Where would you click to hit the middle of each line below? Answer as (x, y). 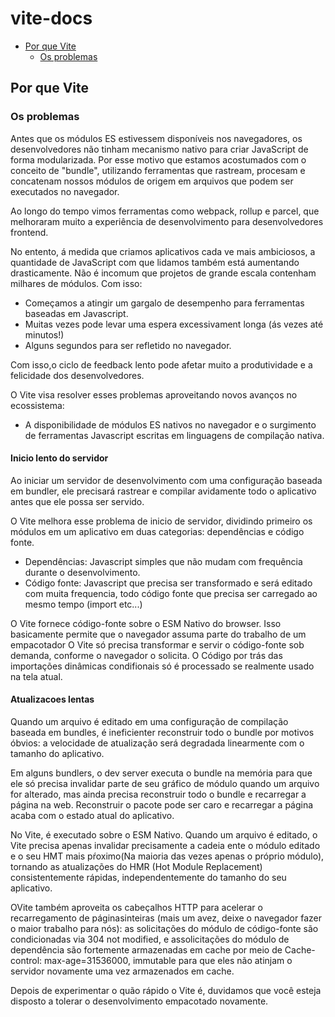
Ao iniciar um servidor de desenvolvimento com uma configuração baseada (166, 480)
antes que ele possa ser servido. (77, 501)
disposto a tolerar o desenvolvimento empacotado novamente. (139, 1001)
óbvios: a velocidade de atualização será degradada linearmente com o (157, 743)
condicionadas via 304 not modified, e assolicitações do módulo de (150, 939)
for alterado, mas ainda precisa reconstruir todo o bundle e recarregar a (158, 794)
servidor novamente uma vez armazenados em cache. (122, 971)
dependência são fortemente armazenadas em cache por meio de (146, 950)
